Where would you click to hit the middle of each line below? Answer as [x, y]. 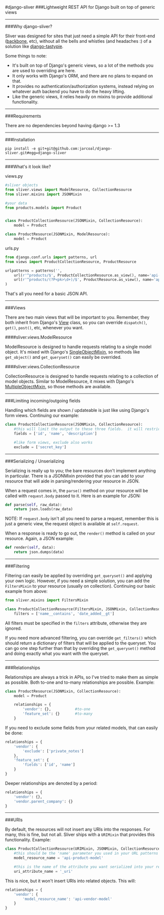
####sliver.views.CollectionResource [42, 367]
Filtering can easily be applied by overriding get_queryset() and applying [79, 576]
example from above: [26, 591]
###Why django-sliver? [29, 26]
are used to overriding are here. [44, 70]
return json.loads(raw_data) [43, 509]
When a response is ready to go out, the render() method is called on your [80, 533]
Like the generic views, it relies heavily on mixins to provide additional [82, 97]
